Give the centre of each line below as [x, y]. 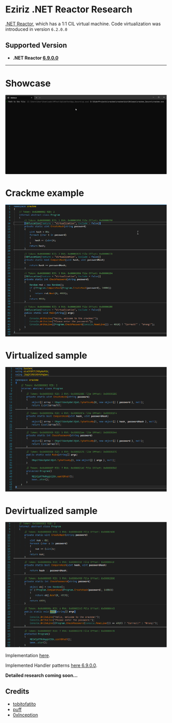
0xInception [25, 715]
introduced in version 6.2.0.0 [36, 29]
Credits [17, 691]
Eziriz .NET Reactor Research [69, 10]
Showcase [28, 83]
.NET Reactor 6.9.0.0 [36, 58]
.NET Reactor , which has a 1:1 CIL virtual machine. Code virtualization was [83, 24]
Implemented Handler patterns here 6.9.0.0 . [51, 665]
